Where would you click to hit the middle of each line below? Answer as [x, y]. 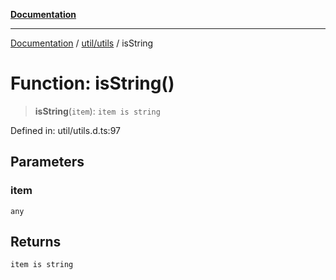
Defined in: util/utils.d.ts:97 [65, 130]
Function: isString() [92, 83]
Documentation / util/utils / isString [82, 43]
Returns [36, 242]
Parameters [47, 162]
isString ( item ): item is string [97, 111]
